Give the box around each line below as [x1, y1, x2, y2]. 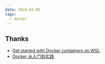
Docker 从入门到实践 [12, 54, 54, 60]
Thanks [5, 34, 29, 43]
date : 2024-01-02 [5, 7, 41, 12]
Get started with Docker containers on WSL [12, 48, 101, 54]
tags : [5, 12, 16, 17]
